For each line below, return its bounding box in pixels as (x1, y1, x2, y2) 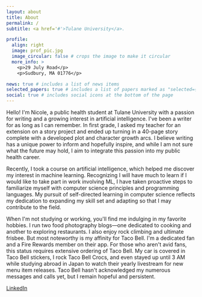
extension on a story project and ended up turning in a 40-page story (6, 128, 179, 135)
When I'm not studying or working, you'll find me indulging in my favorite (6, 215, 186, 222)
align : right (11, 42, 44, 48)
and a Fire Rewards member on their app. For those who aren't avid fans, (6, 241, 188, 248)
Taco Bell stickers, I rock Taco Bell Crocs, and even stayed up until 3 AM (6, 254, 185, 261)
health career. (6, 154, 41, 160)
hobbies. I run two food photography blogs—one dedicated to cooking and (6, 222, 191, 229)
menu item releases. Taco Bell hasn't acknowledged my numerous (6, 266, 171, 274)
